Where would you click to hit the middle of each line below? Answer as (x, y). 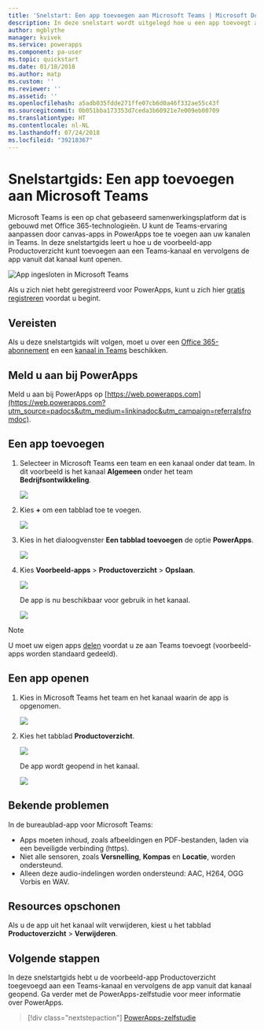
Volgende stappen (54, 958)
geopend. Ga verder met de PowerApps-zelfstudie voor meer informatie (125, 995)
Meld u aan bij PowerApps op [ (58, 394)
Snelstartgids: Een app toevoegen (121, 179)
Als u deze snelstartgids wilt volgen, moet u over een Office (105, 342)
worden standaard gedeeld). (72, 653)
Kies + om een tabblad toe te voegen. (80, 510)
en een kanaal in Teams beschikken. (110, 351)
